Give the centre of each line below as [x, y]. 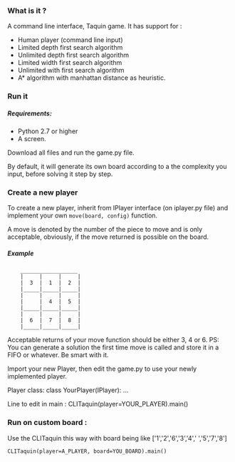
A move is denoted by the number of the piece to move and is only [105, 230]
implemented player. [37, 376]
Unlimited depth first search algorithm [73, 55]
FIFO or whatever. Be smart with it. [58, 355]
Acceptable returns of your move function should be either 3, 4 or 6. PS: [113, 340]
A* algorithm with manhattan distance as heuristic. [92, 78]
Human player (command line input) [70, 40]
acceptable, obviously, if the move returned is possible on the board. [108, 237]
